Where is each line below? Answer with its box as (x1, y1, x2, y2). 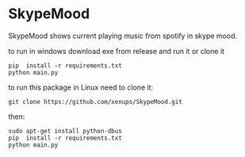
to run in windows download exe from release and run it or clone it (8, 46, 224, 56)
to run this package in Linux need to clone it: (8, 82, 153, 92)
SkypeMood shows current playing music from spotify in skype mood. (8, 31, 238, 40)
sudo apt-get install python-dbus (8, 127, 123, 135)
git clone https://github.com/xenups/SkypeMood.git (8, 98, 182, 105)
